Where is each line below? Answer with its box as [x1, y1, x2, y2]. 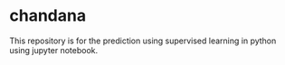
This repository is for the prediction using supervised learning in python [9, 35, 277, 46]
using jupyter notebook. [9, 44, 99, 55]
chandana [9, 5, 87, 26]
